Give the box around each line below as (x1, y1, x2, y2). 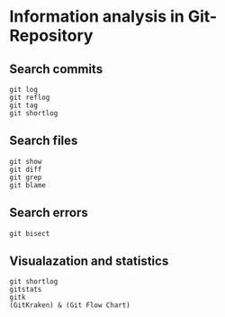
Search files (9, 133, 78, 149)
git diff (9, 165, 42, 174)
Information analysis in (9, 6, 184, 27)
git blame (9, 180, 47, 190)
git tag (9, 101, 39, 110)
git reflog (9, 93, 50, 102)
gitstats (9, 285, 42, 294)
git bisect (9, 229, 50, 238)
